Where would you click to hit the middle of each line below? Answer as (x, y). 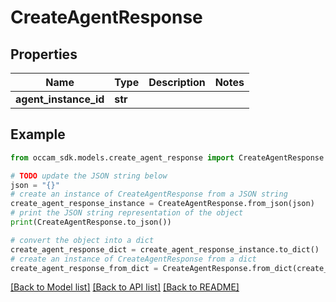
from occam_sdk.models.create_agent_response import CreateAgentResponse (167, 157)
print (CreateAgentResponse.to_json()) (91, 222)
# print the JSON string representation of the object (127, 213)
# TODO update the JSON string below (89, 176)
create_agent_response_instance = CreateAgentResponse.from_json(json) (162, 204)
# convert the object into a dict (82, 240)
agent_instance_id (60, 99)
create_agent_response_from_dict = (84, 268)
